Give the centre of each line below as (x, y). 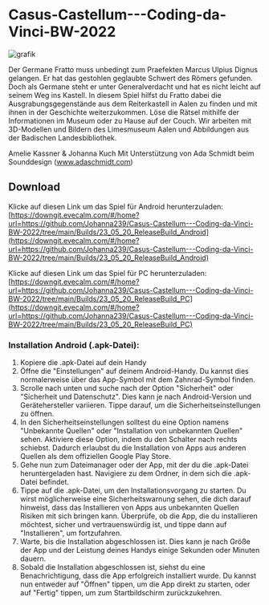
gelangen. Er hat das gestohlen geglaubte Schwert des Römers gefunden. (130, 78)
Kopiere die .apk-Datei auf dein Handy (83, 363)
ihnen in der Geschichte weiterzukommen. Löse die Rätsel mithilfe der (124, 112)
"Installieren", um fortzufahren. (71, 533)
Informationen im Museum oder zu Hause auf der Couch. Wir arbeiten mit (130, 120)
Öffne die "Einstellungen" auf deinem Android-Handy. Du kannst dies (134, 372)
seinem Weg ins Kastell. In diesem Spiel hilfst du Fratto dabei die (115, 95)
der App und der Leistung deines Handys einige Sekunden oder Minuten (140, 550)
